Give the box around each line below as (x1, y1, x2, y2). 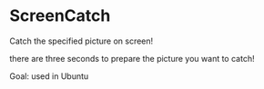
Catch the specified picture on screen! (9, 35, 154, 46)
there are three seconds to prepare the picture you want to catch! (9, 53, 255, 64)
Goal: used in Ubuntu (9, 70, 89, 82)
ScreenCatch (9, 5, 111, 26)
